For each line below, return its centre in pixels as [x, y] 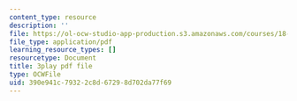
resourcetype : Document [53, 58]
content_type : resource [53, 17]
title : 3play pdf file [51, 67]
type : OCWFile [35, 75]
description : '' [39, 25]
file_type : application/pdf [61, 42]
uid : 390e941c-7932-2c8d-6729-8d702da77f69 [91, 83]
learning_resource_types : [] [63, 50]
